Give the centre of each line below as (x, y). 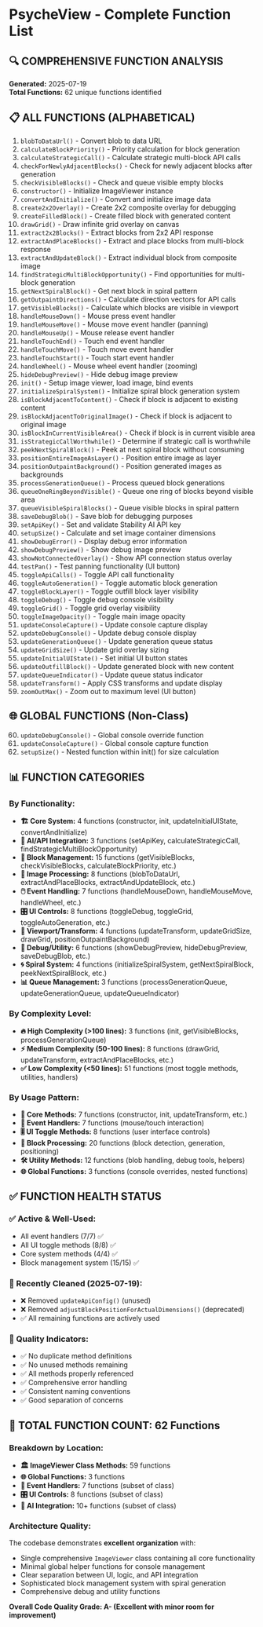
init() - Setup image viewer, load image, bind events (107, 382)
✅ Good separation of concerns (72, 1400)
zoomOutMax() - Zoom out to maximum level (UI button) (108, 691)
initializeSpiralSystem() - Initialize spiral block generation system (130, 391)
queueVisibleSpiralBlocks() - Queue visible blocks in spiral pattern (130, 507)
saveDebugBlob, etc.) (55, 956)
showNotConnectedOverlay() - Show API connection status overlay (126, 558)
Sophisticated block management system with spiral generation (123, 1583)
